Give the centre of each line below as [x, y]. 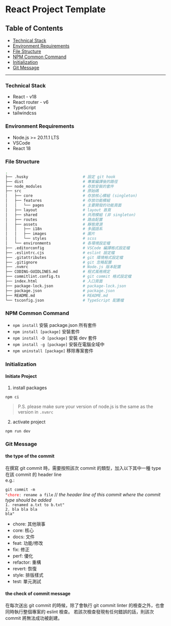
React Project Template [55, 9]
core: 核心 [23, 530]
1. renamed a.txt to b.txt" [35, 505]
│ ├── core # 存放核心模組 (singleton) [71, 196]
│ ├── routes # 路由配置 [54, 220]
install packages [30, 388]
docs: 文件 [24, 537]
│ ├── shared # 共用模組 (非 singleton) [71, 215]
